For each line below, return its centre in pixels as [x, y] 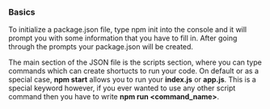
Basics [22, 12]
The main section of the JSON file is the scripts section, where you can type [135, 62]
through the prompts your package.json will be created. [101, 47]
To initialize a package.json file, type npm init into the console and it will [128, 30]
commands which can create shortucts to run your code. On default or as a [134, 71]
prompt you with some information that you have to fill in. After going [123, 38]
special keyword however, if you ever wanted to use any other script [122, 88]
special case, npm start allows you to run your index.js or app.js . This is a [132, 80]
